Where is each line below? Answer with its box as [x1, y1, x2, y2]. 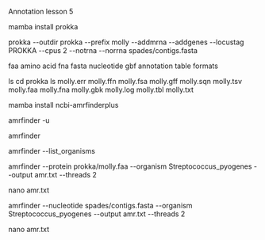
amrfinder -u [8, 116, 50, 125]
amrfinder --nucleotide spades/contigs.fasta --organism [8, 201, 193, 210]
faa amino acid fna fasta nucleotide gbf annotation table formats [8, 61, 218, 70]
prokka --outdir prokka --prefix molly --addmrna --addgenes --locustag [8, 37, 244, 47]
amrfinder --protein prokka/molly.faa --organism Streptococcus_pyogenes [8, 162, 252, 171]
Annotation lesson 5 [8, 7, 74, 16]
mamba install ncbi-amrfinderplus [8, 101, 119, 109]
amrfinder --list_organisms [8, 147, 95, 155]
